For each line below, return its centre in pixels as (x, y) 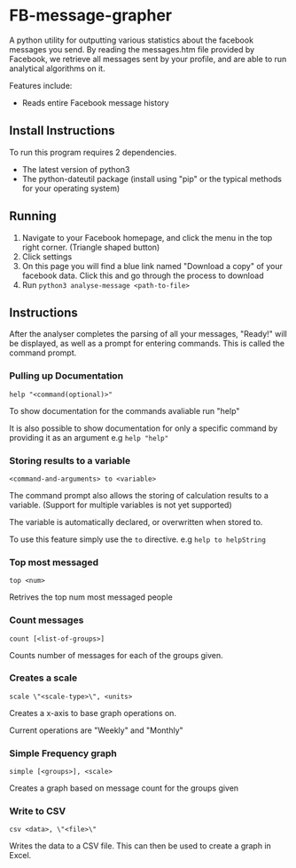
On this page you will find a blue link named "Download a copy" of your (152, 266)
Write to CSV (38, 811)
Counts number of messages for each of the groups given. (116, 655)
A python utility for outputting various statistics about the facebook (132, 40)
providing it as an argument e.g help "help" (89, 437)
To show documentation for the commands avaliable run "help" (125, 410)
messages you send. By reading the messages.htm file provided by (132, 49)
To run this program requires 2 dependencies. (93, 152)
